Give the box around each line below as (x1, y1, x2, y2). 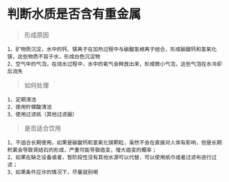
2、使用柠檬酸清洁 (7, 104, 52, 110)
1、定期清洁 (7, 96, 37, 103)
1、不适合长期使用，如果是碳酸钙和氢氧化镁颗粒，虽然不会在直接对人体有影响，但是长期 (7, 139, 222, 146)
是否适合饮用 (24, 124, 61, 132)
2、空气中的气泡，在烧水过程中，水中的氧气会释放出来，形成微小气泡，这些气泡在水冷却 (7, 60, 222, 67)
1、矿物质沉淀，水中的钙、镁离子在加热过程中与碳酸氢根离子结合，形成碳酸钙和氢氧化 (7, 46, 217, 53)
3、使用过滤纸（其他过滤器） (7, 110, 78, 118)
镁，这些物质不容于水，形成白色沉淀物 (7, 53, 101, 60)
